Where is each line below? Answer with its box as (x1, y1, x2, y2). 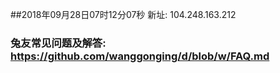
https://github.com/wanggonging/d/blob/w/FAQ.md (10, 49, 270, 63)
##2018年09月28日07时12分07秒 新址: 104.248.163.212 (10, 9, 237, 20)
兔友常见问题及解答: (10, 36, 107, 50)
